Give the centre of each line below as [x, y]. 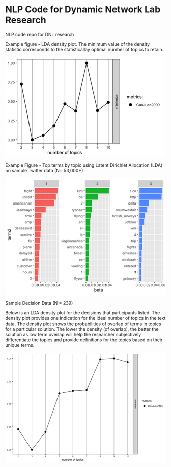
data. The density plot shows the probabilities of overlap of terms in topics [83, 324]
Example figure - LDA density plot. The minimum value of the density [78, 44]
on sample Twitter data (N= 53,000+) [44, 170]
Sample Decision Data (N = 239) [39, 303]
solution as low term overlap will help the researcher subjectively [73, 335]
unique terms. [20, 345]
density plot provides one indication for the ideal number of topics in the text [85, 318]
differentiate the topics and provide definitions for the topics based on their [84, 340]
